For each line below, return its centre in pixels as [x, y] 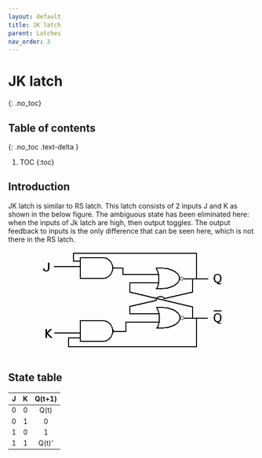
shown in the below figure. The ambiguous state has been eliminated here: [129, 214]
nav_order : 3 [29, 42]
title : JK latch [35, 25]
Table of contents [52, 128]
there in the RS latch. [42, 239]
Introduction [39, 187]
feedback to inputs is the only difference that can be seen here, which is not [131, 231]
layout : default [35, 17]
